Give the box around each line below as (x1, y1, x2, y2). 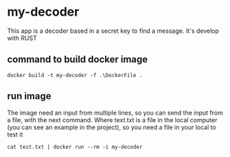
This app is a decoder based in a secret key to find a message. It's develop (7, 27, 220, 35)
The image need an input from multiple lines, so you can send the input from (7, 109, 223, 117)
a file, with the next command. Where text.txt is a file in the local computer (7, 115, 218, 124)
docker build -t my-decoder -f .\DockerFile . (7, 72, 143, 78)
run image (7, 90, 51, 102)
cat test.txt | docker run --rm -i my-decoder (7, 143, 143, 150)
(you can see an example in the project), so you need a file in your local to (7, 123, 216, 131)
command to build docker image (7, 54, 148, 66)
